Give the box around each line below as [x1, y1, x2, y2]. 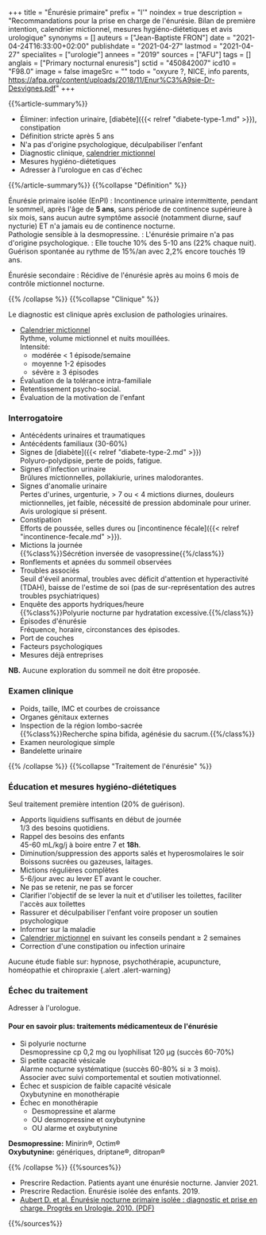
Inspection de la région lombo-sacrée [19, 720, 143, 730]
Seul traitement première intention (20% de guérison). [8, 799, 185, 809]
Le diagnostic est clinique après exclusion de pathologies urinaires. [8, 310, 229, 319]
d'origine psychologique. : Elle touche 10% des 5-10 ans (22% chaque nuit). [8, 239, 256, 247]
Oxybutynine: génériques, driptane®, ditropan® [8, 1148, 165, 1157]
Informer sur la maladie [19, 924, 96, 934]
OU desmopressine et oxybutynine [31, 1115, 145, 1124]
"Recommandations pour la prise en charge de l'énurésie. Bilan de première [8, 16, 256, 25]
